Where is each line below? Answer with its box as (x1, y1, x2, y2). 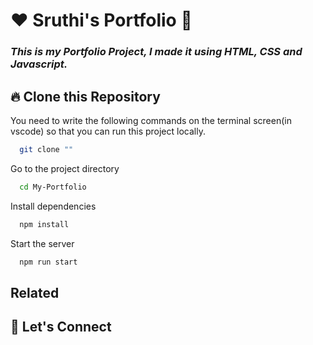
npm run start (19, 257, 78, 267)
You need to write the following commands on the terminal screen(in (10, 114, 292, 126)
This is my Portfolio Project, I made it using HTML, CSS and (10, 45, 303, 59)
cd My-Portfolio (19, 182, 87, 192)
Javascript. (10, 57, 68, 71)
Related (10, 284, 60, 301)
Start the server (10, 237, 75, 249)
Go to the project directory (10, 162, 120, 174)
